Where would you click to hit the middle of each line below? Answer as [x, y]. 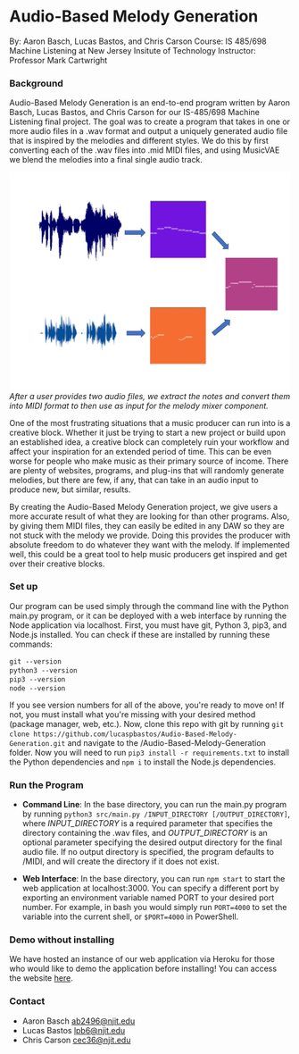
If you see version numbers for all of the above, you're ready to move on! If [147, 705]
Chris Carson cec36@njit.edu [76, 1040]
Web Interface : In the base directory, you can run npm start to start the [154, 879]
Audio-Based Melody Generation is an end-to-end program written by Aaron [149, 103]
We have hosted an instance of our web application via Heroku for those [142, 959]
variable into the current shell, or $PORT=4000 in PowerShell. [130, 916]
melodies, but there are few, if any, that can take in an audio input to [134, 480]
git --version [36, 661]
